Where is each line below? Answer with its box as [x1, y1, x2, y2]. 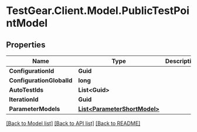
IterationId [9, 95, 39, 103]
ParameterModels [9, 105, 60, 113]
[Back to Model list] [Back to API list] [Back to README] [6, 120, 141, 127]
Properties [6, 40, 46, 50]
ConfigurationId [9, 67, 55, 75]
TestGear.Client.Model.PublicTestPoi [6, 4, 189, 18]
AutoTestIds [9, 86, 44, 94]
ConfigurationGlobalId [9, 77, 73, 84]
